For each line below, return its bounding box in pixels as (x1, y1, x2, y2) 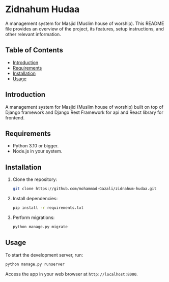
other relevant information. (5, 31, 61, 37)
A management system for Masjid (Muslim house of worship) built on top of (5, 104, 164, 110)
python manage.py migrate (12, 224, 68, 229)
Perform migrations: (12, 214, 55, 221)
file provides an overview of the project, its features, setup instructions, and (5, 25, 164, 32)
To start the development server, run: (5, 252, 83, 258)
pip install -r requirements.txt (12, 205, 84, 210)
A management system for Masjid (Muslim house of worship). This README (5, 20, 164, 26)
